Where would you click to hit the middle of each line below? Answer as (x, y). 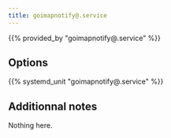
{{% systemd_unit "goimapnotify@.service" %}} (86, 82)
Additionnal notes (53, 106)
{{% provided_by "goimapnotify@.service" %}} (85, 38)
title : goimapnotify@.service (58, 15)
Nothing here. (30, 125)
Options (28, 63)
